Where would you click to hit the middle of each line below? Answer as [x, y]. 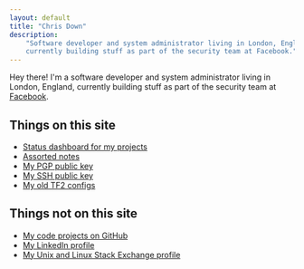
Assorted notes [51, 156]
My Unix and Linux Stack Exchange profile [101, 255]
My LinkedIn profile [58, 245]
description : [34, 34]
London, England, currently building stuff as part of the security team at [143, 87]
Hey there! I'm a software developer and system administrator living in [140, 77]
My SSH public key [57, 175]
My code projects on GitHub [75, 235]
